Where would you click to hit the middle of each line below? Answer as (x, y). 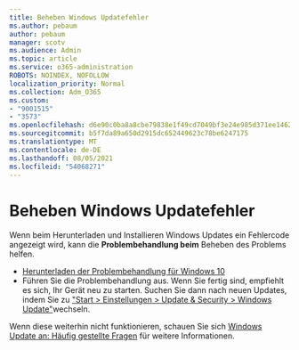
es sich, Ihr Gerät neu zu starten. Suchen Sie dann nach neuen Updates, (154, 290)
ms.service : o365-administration (71, 68)
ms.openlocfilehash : (48, 126)
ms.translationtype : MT (53, 142)
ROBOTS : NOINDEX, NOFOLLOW (59, 76)
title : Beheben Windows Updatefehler (79, 17)
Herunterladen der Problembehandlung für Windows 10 (123, 272)
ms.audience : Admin (45, 51)
